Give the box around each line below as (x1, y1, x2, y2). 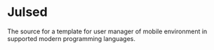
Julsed (7, 4, 48, 20)
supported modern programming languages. (7, 34, 135, 42)
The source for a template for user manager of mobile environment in (7, 27, 208, 35)
